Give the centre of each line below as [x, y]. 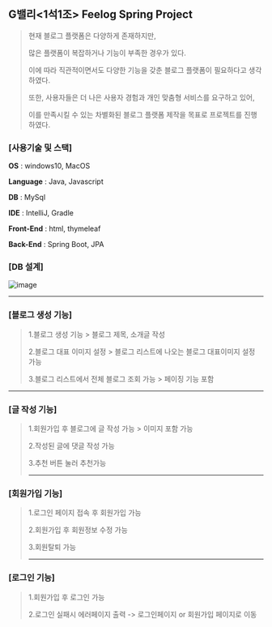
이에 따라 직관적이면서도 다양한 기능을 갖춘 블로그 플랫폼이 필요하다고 [137, 70]
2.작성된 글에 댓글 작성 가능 [71, 446]
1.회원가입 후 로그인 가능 [66, 597]
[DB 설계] [26, 267]
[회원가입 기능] [36, 493]
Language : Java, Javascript [56, 181]
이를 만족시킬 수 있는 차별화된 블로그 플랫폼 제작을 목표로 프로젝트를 [135, 114]
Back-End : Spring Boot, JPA [56, 245]
